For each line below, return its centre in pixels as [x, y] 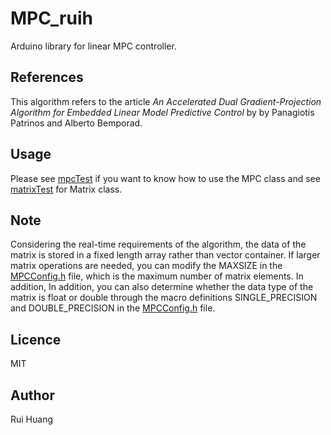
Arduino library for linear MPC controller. [93, 46]
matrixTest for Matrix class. [66, 189]
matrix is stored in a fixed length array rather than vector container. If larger [165, 255]
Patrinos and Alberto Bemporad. [76, 123]
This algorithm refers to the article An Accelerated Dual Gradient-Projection [166, 101]
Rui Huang [32, 419]
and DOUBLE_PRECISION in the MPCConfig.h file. [113, 308]
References [47, 77]
